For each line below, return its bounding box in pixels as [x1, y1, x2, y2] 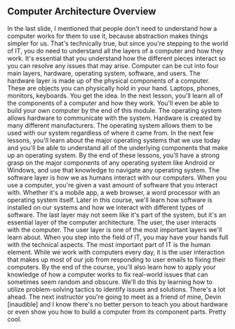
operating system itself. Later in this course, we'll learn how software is [7, 196, 213, 204]
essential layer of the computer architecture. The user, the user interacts [7, 217, 217, 227]
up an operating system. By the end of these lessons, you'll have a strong [7, 151, 220, 159]
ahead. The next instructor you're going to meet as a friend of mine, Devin [7, 293, 222, 301]
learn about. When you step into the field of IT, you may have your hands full [7, 233, 229, 241]
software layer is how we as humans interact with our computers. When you [7, 173, 227, 182]
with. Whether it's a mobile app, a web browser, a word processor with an [7, 188, 220, 196]
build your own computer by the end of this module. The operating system [7, 106, 222, 114]
